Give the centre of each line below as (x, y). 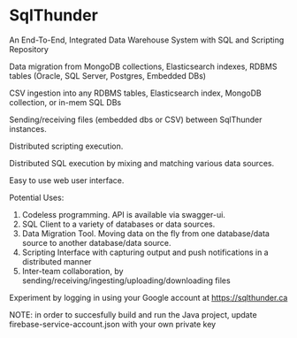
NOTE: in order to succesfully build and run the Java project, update (133, 314)
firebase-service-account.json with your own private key (113, 324)
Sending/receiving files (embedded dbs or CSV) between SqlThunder (136, 119)
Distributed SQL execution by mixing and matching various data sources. (142, 163)
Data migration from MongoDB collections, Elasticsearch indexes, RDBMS (143, 66)
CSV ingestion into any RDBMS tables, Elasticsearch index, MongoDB (136, 93)
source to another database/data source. (96, 242)
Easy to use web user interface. (67, 180)
